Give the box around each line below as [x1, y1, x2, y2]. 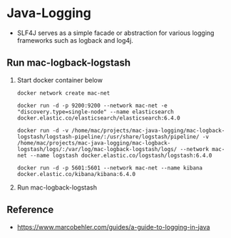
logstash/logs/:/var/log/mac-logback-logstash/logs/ [16, 145, 178, 152]
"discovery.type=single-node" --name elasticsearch [16, 108, 174, 115]
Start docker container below [16, 76, 103, 84]
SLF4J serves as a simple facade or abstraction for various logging [16, 29, 215, 37]
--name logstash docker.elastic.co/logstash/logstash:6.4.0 [30, 152, 212, 159]
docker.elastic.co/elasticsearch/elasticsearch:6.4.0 [16, 114, 180, 122]
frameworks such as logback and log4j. [16, 36, 133, 44]
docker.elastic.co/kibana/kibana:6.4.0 [16, 170, 136, 177]
